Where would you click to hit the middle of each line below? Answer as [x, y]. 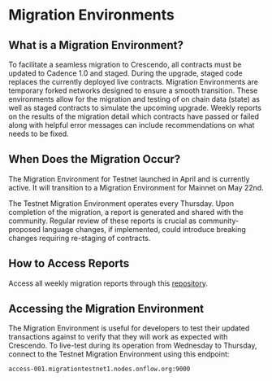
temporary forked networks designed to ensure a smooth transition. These [133, 90]
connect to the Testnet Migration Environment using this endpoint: [119, 354]
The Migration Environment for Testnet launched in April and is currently [129, 179]
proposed [25, 229]
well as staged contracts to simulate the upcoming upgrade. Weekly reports [135, 108]
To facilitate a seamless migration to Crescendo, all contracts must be [125, 64]
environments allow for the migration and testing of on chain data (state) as [134, 99]
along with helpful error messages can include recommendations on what [132, 125]
